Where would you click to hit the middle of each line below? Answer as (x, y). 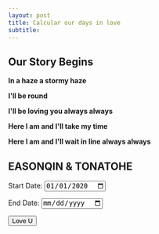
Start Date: (25, 186)
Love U (23, 221)
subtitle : (24, 30)
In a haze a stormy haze (47, 81)
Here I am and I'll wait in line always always (79, 141)
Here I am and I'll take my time (58, 126)
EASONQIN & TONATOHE (70, 166)
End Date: (24, 203)
